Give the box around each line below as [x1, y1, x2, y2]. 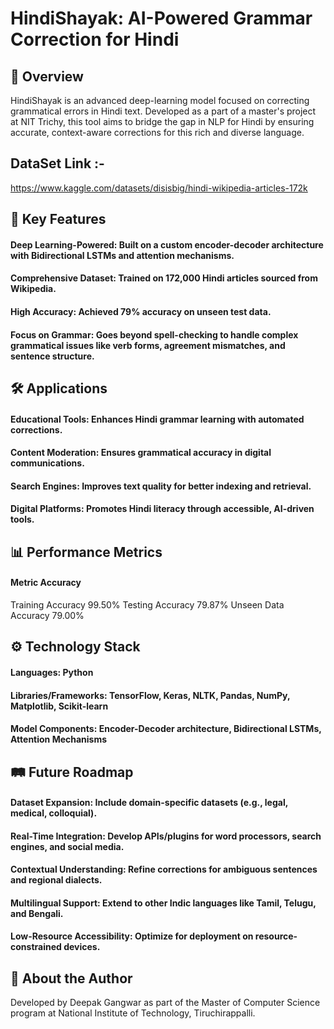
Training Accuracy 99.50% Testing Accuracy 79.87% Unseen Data [10, 598, 285, 611]
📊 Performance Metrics [10, 543, 163, 561]
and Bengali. [10, 907, 64, 919]
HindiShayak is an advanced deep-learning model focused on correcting [10, 95, 310, 106]
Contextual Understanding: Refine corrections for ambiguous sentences [10, 863, 318, 876]
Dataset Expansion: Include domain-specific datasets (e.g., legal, [10, 797, 288, 809]
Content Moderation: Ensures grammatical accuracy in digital [10, 447, 272, 459]
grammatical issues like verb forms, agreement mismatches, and [10, 339, 286, 351]
